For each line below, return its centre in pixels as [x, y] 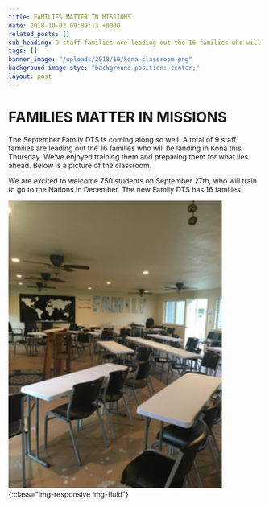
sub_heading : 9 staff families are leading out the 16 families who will [135, 43]
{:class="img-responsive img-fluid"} [68, 494]
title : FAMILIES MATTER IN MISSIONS [70, 17]
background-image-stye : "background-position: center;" [104, 68]
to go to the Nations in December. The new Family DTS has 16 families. [126, 189]
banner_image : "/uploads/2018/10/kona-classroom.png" [101, 60]
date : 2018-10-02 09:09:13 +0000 [64, 25]
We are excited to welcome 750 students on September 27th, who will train [133, 180]
